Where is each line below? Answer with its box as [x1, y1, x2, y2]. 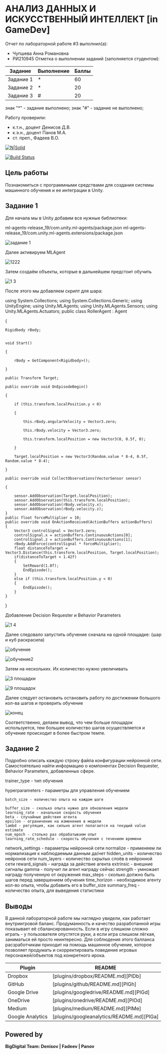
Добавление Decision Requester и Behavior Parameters [5, 612, 121, 618]
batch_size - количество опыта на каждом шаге [5, 797, 104, 802]
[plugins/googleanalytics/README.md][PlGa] [52, 1013, 159, 1020]
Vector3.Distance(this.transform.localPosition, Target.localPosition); [5, 550, 160, 555]
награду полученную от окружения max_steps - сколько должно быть [5, 871, 155, 878]
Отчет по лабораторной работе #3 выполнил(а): [5, 40, 108, 46]
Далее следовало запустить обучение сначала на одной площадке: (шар [5, 632, 162, 637]
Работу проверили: [5, 114, 46, 120]
